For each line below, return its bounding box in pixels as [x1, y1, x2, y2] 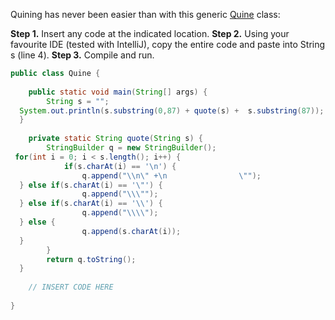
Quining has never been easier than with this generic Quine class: [10, 9, 281, 20]
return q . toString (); [46, 254, 137, 264]
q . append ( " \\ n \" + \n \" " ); [81, 170, 262, 181]
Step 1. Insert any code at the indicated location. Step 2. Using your [10, 28, 290, 39]
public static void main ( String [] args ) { [28, 87, 208, 97]
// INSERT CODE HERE [28, 282, 114, 293]
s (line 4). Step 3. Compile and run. [10, 49, 155, 61]
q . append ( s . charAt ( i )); [81, 226, 182, 236]
